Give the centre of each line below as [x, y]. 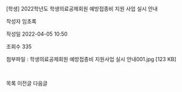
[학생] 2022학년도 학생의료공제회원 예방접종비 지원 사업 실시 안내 [82, 9]
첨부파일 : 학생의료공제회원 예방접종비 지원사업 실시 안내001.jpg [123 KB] [91, 59]
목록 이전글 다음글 [27, 83]
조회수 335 [19, 47]
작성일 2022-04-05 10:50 [37, 34]
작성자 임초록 [21, 21]
